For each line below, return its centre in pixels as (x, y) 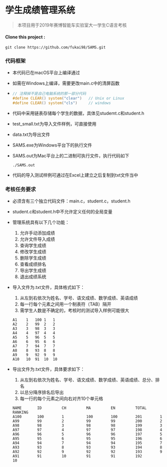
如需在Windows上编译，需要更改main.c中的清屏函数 (66, 83)
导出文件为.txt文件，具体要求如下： (48, 369)
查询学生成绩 (33, 245)
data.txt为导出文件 (31, 134)
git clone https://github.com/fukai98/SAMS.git (56, 47)
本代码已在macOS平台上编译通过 (46, 72)
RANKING (20, 412)
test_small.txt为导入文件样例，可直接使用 (54, 124)
